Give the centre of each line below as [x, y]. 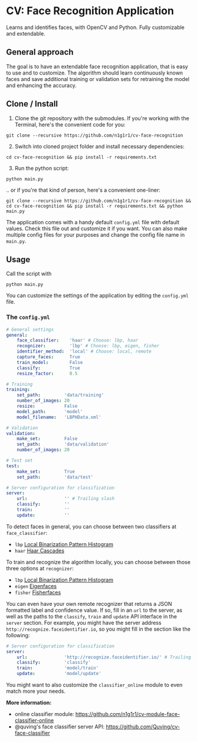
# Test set [19, 461]
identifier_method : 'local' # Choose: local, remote [84, 351]
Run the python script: [42, 168]
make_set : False [47, 439]
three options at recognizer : [40, 568]
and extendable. [26, 33]
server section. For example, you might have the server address [84, 622]
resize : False [47, 407]
